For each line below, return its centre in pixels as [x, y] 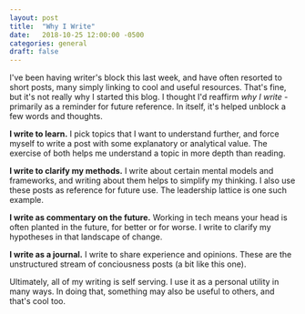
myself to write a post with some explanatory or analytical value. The [138, 144]
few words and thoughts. [56, 116]
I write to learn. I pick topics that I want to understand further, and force [144, 134]
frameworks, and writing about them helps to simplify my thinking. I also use [152, 181]
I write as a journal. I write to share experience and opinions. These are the [151, 255]
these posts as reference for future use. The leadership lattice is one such [148, 190]
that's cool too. [38, 301]
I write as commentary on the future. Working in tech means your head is [149, 218]
